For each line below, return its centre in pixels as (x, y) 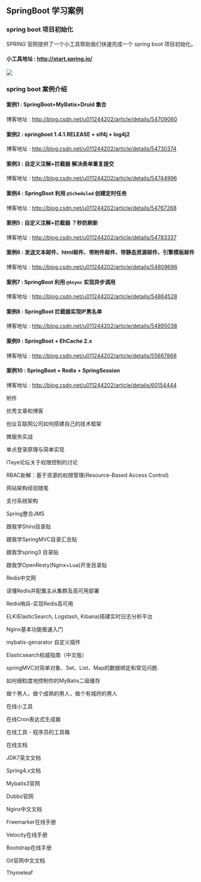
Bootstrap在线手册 (29, 848)
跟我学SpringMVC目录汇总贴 (42, 539)
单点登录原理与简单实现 (35, 449)
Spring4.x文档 (24, 770)
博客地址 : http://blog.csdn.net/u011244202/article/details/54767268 (91, 208)
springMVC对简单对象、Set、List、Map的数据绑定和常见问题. (82, 667)
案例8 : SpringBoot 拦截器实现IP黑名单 (54, 311)
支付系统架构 (22, 501)
